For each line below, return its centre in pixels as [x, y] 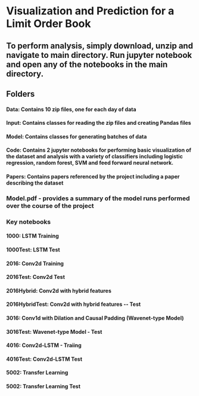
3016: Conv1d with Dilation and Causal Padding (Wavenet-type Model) [95, 318]
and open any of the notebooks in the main [87, 64]
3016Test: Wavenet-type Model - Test [54, 331]
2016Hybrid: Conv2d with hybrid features [59, 290]
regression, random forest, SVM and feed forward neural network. [90, 163]
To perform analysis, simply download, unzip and [100, 46]
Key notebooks [29, 222]
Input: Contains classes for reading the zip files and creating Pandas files [99, 123]
